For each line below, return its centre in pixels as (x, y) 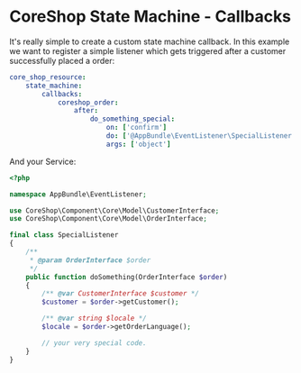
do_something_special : (132, 119)
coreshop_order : (88, 102)
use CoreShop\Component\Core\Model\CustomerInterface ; (114, 210)
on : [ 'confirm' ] (137, 128)
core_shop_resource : (48, 77)
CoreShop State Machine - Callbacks (150, 17)
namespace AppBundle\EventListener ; (78, 194)
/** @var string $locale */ (94, 318)
